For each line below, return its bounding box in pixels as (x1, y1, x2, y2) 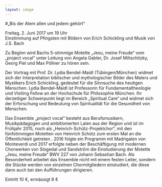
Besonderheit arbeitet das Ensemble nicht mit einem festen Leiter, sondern (5, 156, 156, 162)
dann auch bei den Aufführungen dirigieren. (5, 167, 93, 173)
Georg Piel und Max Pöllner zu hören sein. (5, 60, 90, 66)
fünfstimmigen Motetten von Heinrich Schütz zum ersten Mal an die (5, 131, 141, 136)
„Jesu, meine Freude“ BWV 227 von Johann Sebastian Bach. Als (5, 151, 135, 157)
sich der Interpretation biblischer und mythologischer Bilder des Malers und (5, 75, 158, 80)
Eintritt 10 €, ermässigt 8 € (5, 176, 59, 182)
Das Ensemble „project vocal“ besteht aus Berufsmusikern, (5, 115, 124, 121)
